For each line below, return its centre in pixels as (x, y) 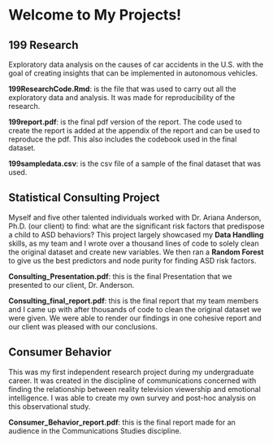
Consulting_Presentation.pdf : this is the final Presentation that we (120, 276)
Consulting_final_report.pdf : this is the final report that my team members (134, 300)
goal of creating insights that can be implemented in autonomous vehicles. (133, 73)
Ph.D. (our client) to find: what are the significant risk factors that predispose (136, 226)
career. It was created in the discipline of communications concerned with (132, 381)
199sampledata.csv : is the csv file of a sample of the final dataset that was (135, 163)
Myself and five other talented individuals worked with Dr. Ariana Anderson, (135, 217)
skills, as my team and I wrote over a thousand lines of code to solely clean (134, 243)
